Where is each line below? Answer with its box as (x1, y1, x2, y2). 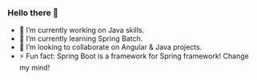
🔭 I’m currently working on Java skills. (18, 26, 145, 35)
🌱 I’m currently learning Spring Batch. (18, 34, 143, 43)
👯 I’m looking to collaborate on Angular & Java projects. (18, 42, 203, 52)
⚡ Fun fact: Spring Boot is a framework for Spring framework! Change (18, 51, 249, 61)
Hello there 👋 (7, 7, 59, 18)
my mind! (18, 63, 50, 73)
